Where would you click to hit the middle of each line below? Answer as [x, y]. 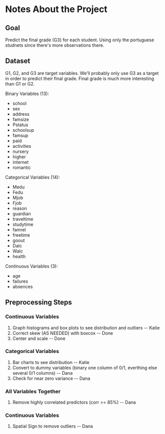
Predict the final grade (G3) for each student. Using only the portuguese [80, 40]
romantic [22, 167]
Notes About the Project [56, 9]
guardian [22, 213]
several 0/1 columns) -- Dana [42, 373]
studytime [23, 224]
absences [23, 286]
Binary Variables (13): [27, 94]
